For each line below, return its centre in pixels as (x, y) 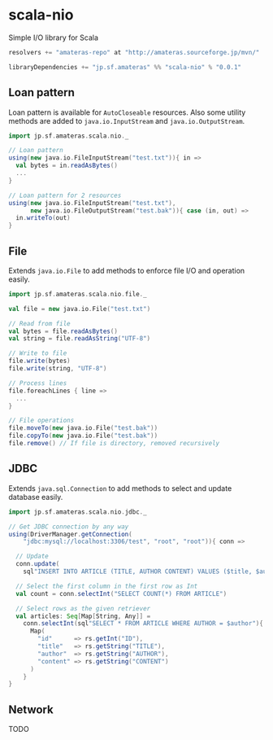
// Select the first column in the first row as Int (107, 586)
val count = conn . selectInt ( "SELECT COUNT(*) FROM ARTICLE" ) (121, 593)
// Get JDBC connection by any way (69, 527)
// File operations (41, 421)
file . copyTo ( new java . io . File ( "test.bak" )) (83, 436)
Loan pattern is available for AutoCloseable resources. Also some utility (127, 112)
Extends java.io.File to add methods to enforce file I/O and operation (127, 270)
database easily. (36, 497)
